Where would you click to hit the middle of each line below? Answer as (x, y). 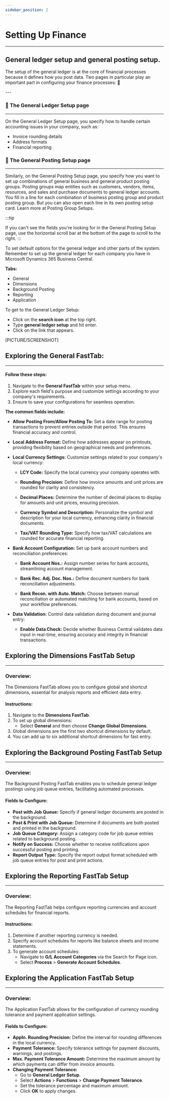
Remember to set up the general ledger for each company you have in (78, 254)
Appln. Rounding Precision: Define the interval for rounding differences (87, 1037)
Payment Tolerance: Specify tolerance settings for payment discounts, (86, 1048)
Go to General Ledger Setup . (50, 1075)
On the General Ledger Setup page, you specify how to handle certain (78, 121)
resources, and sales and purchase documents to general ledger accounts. (83, 192)
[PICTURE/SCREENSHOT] (32, 340)
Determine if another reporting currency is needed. (65, 935)
